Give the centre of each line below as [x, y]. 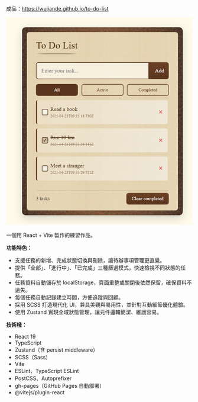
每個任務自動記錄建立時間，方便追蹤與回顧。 [69, 297]
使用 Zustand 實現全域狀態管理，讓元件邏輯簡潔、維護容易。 [88, 312]
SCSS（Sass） [33, 357]
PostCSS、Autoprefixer [43, 378]
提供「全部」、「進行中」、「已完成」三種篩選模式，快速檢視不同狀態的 [98, 268]
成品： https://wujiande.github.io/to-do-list [57, 9]
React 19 [25, 336]
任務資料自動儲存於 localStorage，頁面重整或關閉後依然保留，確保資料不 [103, 282]
